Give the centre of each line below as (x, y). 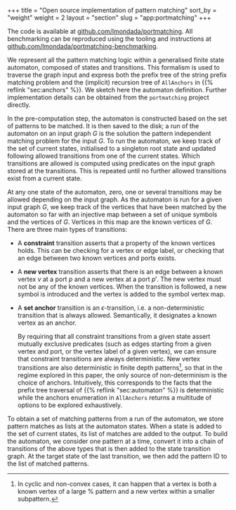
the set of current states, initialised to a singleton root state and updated (112, 148)
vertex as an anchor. (47, 323)
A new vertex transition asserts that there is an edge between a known (120, 272)
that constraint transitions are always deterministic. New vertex (109, 359)
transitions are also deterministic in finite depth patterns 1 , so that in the (120, 367)
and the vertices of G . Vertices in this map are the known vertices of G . (110, 222)
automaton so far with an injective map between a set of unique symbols (112, 214)
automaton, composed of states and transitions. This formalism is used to (113, 67)
